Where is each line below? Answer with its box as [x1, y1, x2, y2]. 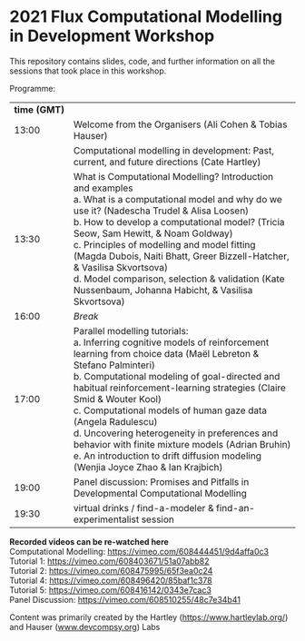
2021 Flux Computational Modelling [9, 6, 283, 27]
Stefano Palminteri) [73, 359, 156, 371]
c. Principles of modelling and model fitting [73, 238, 256, 251]
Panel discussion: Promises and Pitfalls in [73, 475, 250, 488]
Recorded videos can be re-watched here [9, 536, 170, 547]
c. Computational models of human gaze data [73, 404, 268, 417]
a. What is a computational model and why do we [73, 192, 283, 205]
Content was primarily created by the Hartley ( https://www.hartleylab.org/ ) [9, 611, 289, 623]
